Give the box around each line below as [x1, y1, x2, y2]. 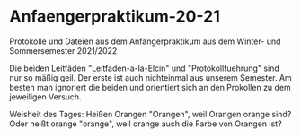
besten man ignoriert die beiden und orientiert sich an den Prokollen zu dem [9, 82, 292, 92]
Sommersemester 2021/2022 [9, 45, 118, 56]
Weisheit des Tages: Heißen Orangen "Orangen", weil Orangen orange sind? [9, 108, 292, 119]
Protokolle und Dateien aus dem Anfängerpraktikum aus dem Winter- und [9, 36, 281, 47]
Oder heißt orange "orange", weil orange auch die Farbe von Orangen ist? [9, 118, 282, 129]
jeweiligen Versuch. [9, 91, 83, 102]
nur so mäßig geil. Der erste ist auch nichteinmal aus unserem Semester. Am [9, 72, 292, 82]
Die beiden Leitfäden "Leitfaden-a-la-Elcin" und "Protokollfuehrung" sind [9, 63, 280, 73]
